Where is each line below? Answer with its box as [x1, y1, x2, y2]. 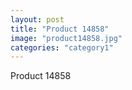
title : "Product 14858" [10, 24, 110, 34]
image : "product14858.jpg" [10, 33, 123, 43]
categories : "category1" [10, 42, 114, 53]
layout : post [10, 14, 65, 25]
